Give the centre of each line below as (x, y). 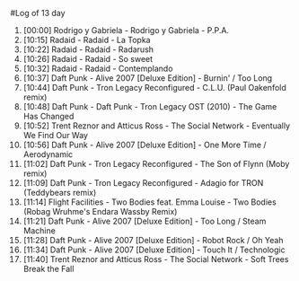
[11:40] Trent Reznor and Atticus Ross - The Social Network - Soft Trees (156, 259)
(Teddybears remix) (60, 193)
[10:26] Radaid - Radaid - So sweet (88, 59)
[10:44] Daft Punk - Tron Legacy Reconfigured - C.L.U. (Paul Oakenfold (154, 88)
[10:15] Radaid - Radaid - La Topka (87, 40)
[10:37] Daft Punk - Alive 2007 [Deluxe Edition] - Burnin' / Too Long (148, 78)
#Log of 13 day (38, 13)
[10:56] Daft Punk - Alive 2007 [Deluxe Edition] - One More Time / (145, 145)
